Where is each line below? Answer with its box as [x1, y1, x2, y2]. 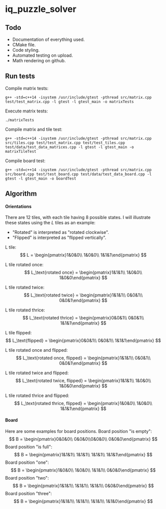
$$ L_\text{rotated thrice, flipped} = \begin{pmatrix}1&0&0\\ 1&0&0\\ [14, 401, 153, 407]
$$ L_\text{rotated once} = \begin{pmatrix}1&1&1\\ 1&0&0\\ [24, 270, 143, 276]
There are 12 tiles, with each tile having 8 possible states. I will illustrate [5, 214, 151, 220]
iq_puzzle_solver [5, 3, 77, 15]
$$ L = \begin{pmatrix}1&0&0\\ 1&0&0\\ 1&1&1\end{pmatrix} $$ [19, 252, 147, 258]
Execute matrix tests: [5, 108, 48, 114]
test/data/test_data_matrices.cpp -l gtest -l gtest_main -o [5, 144, 134, 150]
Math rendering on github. [12, 58, 66, 63]
